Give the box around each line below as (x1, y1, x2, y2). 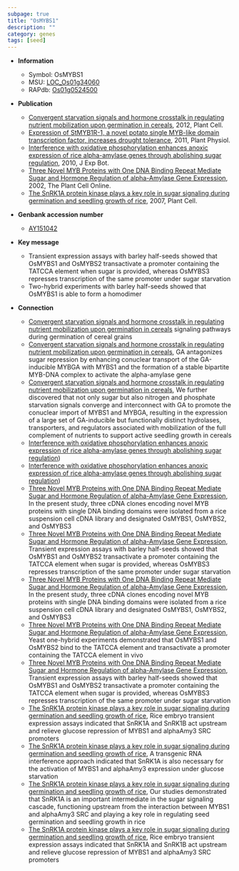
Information (17, 56, 54, 65)
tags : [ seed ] (7, 37, 46, 44)
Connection (17, 304, 54, 312)
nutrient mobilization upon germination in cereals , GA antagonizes (28, 347, 223, 357)
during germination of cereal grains (28, 332, 133, 341)
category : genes (7, 30, 56, 38)
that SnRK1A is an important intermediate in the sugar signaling (28, 795, 214, 803)
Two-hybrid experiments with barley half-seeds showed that (28, 282, 207, 291)
